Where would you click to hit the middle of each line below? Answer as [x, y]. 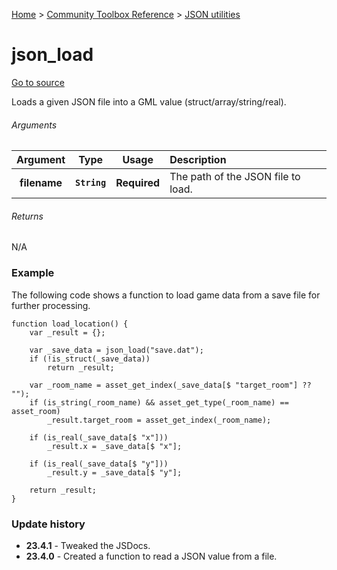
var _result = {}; [67, 332]
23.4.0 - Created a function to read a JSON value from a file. [151, 556]
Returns [27, 216]
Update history [48, 524]
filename [41, 183]
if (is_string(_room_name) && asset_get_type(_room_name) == [159, 402]
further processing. [51, 305]
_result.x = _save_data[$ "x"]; [115, 446]
